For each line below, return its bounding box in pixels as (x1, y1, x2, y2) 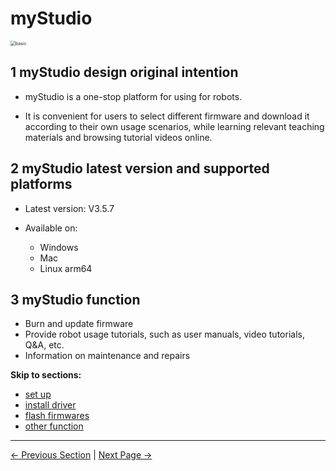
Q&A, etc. (24, 339, 65, 351)
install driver (24, 399, 77, 411)
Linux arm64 (39, 262, 93, 274)
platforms (10, 176, 73, 193)
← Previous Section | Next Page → (10, 449, 153, 461)
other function (24, 420, 84, 432)
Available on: (24, 222, 78, 234)
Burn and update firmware (24, 318, 134, 330)
